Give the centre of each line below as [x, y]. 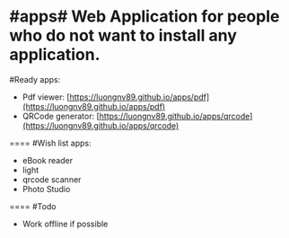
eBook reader [48, 160]
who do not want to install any [123, 35]
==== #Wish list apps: [50, 143]
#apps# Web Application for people [144, 17]
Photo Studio [46, 189]
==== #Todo [33, 206]
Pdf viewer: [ [46, 97]
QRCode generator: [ [61, 116]
